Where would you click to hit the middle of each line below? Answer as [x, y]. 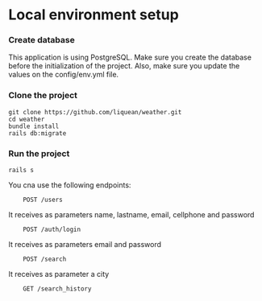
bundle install [34, 126]
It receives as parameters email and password [85, 245]
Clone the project [43, 96]
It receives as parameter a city [59, 274]
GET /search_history [57, 289]
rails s [21, 171]
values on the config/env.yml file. [64, 75]
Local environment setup [94, 15]
